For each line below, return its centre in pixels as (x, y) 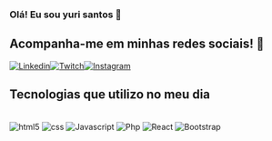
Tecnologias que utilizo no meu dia (110, 95)
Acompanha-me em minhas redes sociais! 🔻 (137, 44)
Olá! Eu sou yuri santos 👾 (65, 15)
